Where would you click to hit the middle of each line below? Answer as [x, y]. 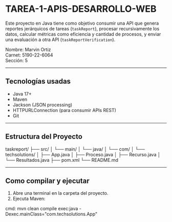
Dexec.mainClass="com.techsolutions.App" [51, 214]
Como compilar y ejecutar [47, 181]
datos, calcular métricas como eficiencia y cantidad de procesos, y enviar [83, 34]
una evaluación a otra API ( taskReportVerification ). [60, 40]
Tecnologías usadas [38, 81]
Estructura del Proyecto [44, 137]
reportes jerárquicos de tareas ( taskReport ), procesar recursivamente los [82, 28]
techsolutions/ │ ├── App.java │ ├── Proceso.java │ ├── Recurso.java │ [83, 154]
